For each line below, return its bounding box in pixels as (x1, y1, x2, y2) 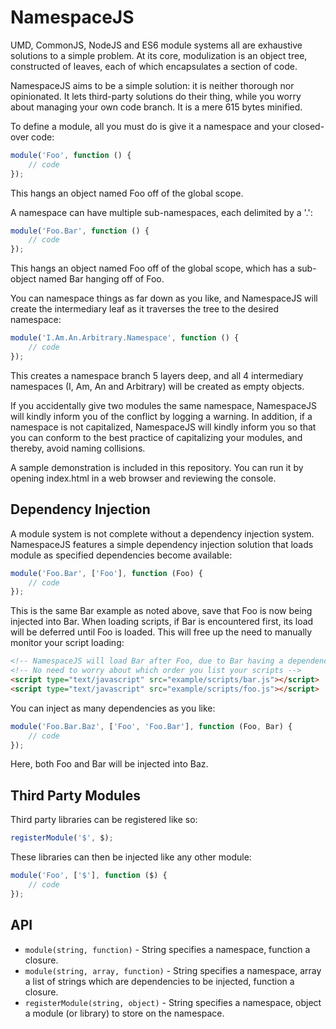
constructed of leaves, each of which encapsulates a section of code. (10, 60, 298, 72)
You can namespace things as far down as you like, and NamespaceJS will (10, 292, 318, 305)
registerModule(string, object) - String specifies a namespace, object (24, 996, 322, 1008)
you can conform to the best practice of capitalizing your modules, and (10, 431, 303, 443)
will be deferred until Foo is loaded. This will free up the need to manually (10, 626, 313, 638)
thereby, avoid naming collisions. (10, 442, 146, 454)
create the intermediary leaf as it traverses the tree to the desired (10, 303, 280, 315)
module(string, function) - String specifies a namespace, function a (24, 943, 311, 955)
